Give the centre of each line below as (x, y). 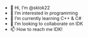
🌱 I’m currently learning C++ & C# (46, 18)
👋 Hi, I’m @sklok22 (30, 8)
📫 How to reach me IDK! (36, 29)
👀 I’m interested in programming (44, 13)
